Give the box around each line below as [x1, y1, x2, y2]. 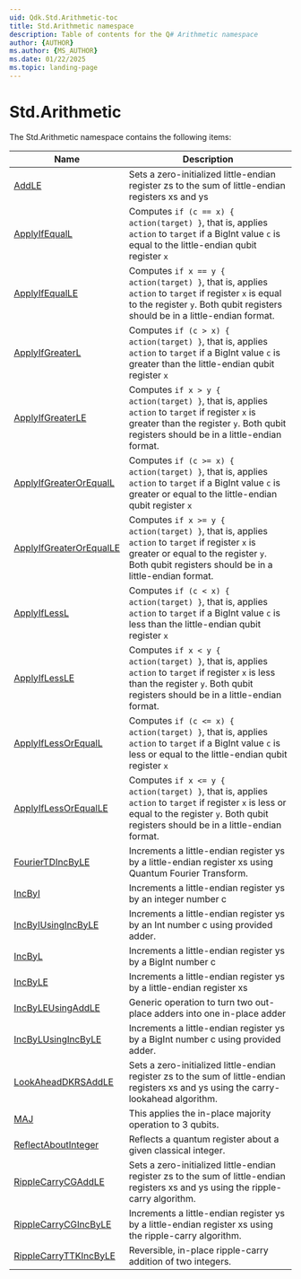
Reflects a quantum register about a [128, 1133, 279, 1145]
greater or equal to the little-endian [128, 487, 278, 500]
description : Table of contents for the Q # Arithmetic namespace [9, 30, 258, 39]
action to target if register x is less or [128, 796, 287, 809]
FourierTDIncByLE [13, 855, 90, 868]
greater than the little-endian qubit [128, 357, 275, 370]
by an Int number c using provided [128, 918, 273, 931]
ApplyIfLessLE [13, 671, 74, 684]
